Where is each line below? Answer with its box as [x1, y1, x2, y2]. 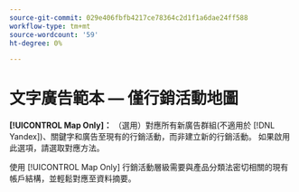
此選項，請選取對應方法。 [9, 142, 105, 154]
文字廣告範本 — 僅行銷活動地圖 [9, 88, 239, 109]
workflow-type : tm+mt [9, 22, 91, 31]
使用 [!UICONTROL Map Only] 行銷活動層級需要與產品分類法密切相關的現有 [9, 162, 289, 173]
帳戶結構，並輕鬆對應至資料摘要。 [9, 173, 136, 184]
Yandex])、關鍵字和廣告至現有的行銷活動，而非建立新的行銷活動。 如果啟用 [9, 131, 291, 142]
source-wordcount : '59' [9, 30, 99, 39]
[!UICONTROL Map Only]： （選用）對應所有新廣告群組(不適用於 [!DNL [9, 120, 276, 131]
